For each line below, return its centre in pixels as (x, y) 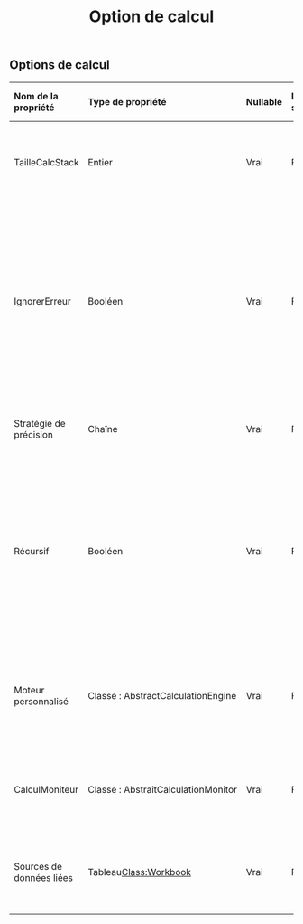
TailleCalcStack (46, 162)
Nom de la (36, 96)
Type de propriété (127, 101)
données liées (44, 877)
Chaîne (103, 429)
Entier (100, 162)
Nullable (264, 101)
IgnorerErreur (42, 301)
